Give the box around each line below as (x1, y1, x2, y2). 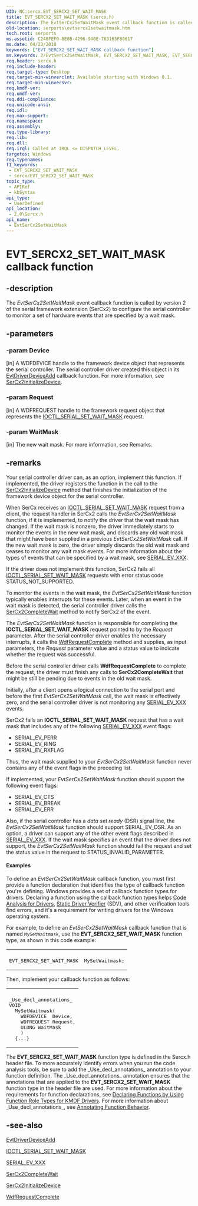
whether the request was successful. (6, 650, 96, 657)
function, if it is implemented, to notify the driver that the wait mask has (6, 516, 179, 523)
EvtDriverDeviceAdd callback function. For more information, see (6, 372, 164, 379)
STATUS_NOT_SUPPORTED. (6, 578, 74, 585)
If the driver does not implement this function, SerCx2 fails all (6, 565, 155, 572)
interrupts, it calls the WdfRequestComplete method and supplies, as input (6, 638, 187, 645)
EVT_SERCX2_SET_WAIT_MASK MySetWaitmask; (9, 958, 125, 964)
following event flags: (6, 782, 58, 789)
